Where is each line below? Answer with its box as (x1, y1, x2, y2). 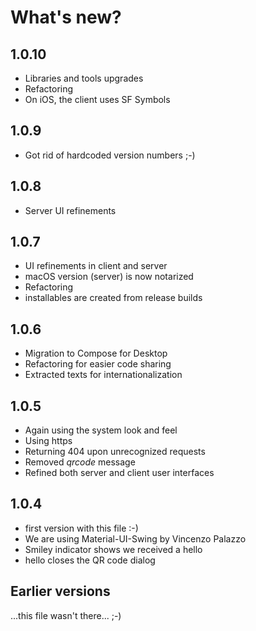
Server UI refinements (24, 204, 117, 216)
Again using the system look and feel (24, 424, 178, 436)
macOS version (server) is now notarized (24, 271, 194, 283)
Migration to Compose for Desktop (24, 347, 168, 360)
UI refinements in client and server (24, 260, 168, 272)
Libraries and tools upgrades (24, 72, 144, 84)
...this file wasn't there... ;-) (10, 609, 122, 621)
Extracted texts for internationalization (24, 369, 183, 381)
